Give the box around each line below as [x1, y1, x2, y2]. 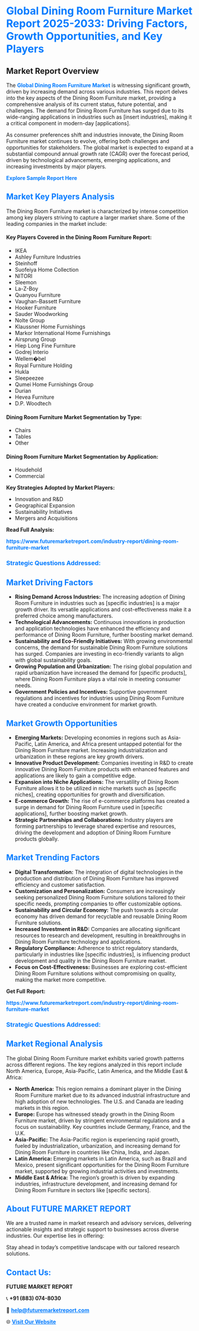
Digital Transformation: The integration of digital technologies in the [14, 868, 183, 876]
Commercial [14, 473, 45, 480]
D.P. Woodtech [14, 400, 52, 407]
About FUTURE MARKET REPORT [6, 1203, 132, 1214]
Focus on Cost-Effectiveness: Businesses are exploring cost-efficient [14, 963, 187, 970]
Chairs [14, 427, 31, 434]
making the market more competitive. [14, 976, 107, 983]
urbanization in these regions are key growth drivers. [14, 753, 144, 760]
